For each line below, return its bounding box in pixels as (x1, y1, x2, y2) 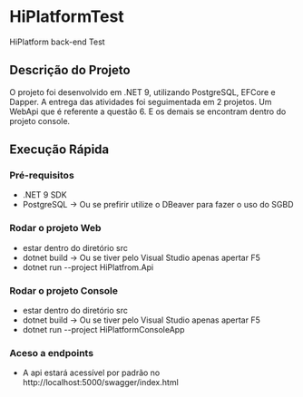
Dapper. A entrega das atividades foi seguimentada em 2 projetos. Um (9, 96, 272, 107)
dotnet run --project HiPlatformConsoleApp (22, 324, 185, 335)
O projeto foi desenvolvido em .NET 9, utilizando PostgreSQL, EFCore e (9, 86, 276, 97)
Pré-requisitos (9, 169, 74, 182)
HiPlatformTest (9, 6, 124, 27)
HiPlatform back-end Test (9, 36, 106, 47)
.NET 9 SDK (22, 189, 67, 200)
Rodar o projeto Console (9, 284, 119, 296)
